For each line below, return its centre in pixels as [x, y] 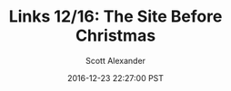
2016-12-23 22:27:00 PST [115, 77]
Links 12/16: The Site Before [115, 17]
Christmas [115, 36]
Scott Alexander [115, 60]
